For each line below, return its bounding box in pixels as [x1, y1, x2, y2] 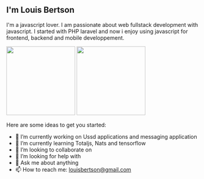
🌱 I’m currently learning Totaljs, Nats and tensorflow [15, 139, 146, 147]
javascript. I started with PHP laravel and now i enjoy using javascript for [6, 27, 188, 35]
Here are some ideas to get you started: [6, 121, 107, 128]
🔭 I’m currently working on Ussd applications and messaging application [15, 133, 197, 140]
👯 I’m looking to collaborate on [15, 146, 92, 153]
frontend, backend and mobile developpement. [6, 34, 125, 42]
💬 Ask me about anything [15, 159, 79, 166]
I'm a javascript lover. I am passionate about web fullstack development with [6, 21, 199, 28]
